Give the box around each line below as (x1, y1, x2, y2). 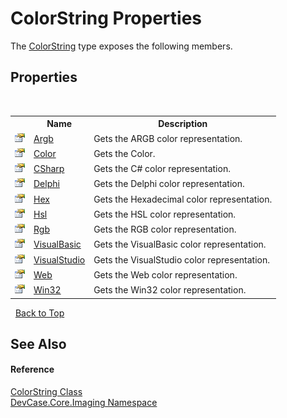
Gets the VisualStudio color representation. (93, 253, 270, 266)
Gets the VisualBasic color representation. (93, 238, 267, 251)
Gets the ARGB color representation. (93, 132, 243, 144)
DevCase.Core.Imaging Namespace (10, 397, 158, 409)
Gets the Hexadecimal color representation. (93, 193, 273, 205)
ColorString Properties (10, 7, 203, 30)
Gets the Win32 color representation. (93, 284, 247, 296)
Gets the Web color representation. (93, 268, 238, 281)
